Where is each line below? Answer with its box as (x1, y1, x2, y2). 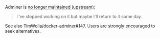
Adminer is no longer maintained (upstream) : (5, 4, 95, 10)
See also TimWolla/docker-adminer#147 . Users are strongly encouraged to (5, 23, 155, 29)
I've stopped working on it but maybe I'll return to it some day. (17, 14, 142, 19)
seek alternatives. (5, 28, 41, 34)
